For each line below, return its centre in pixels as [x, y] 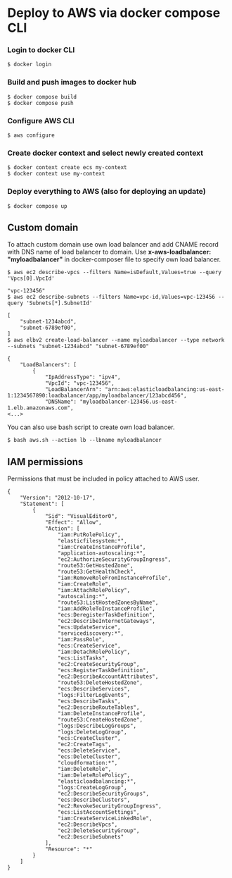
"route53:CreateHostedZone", [100, 720]
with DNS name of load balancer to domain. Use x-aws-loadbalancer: [109, 252]
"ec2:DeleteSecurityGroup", [98, 831]
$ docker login [30, 65]
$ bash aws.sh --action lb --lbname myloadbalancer [84, 440]
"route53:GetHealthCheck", [97, 572]
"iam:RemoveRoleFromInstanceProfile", [114, 578]
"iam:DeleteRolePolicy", [94, 775]
